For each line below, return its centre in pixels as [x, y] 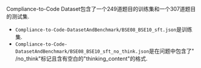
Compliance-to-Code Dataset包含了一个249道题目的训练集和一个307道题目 [101, 9]
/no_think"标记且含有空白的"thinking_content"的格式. [81, 59]
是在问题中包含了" [172, 51]
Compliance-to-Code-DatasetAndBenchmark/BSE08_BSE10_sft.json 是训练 [104, 29]
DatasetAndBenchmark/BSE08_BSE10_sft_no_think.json [82, 52]
